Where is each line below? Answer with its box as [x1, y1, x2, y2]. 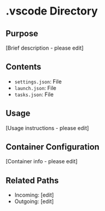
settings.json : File [14, 77, 62, 85]
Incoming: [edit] [14, 192, 54, 199]
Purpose [5, 28, 39, 39]
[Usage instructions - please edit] [5, 124, 89, 131]
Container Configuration [5, 142, 100, 152]
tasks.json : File [14, 91, 54, 98]
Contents [5, 62, 42, 72]
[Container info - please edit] [5, 158, 78, 165]
